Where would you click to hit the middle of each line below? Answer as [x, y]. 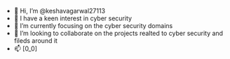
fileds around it [36, 41]
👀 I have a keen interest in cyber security [73, 18]
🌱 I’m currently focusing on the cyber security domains [93, 26]
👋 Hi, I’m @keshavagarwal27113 [60, 11]
